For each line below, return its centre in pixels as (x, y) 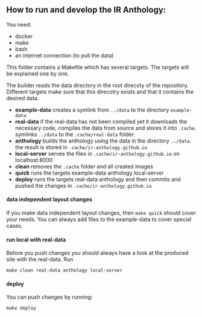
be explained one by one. (38, 73)
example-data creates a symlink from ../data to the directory (92, 110)
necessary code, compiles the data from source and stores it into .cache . (106, 128)
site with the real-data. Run (40, 260)
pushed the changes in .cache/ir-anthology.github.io (83, 185)
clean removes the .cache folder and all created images (84, 166)
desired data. (23, 98)
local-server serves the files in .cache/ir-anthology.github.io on (97, 153)
